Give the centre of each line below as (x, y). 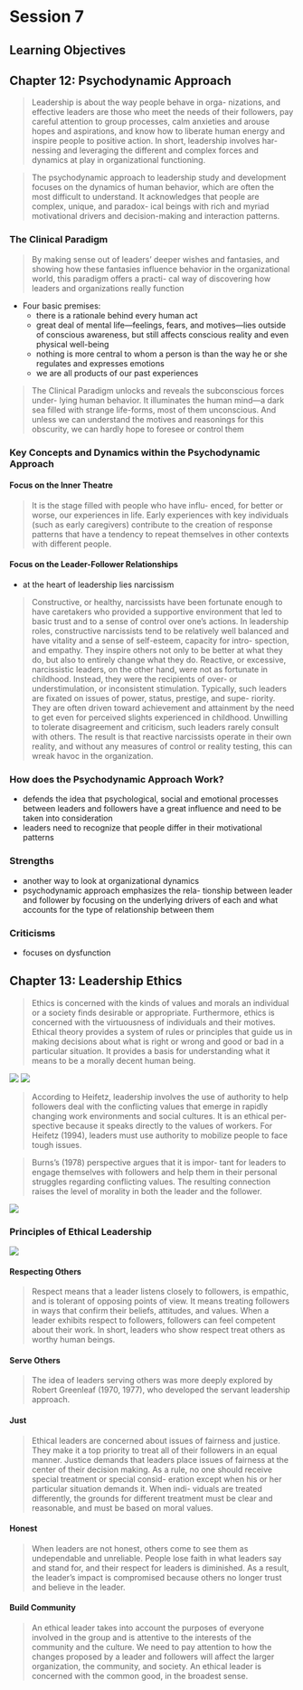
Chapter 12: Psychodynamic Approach (121, 80)
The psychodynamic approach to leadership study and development (159, 177)
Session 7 (47, 17)
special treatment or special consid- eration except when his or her (156, 1479)
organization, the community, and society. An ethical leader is (147, 1666)
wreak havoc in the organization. (92, 756)
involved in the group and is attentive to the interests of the (141, 1638)
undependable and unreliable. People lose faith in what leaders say (156, 1558)
